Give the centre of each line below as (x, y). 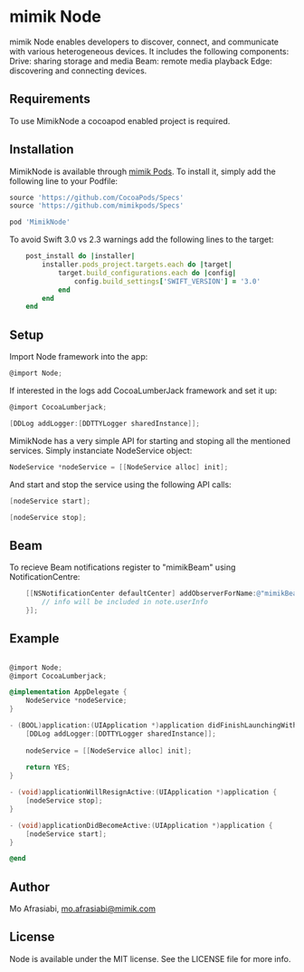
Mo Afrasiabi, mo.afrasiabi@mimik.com (83, 909)
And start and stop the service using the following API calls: (121, 484)
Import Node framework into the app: (79, 357)
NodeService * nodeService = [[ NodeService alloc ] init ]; (119, 467)
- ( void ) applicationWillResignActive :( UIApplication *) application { (143, 793)
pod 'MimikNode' (40, 222)
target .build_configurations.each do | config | (147, 273)
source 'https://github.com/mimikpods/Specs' (96, 206)
